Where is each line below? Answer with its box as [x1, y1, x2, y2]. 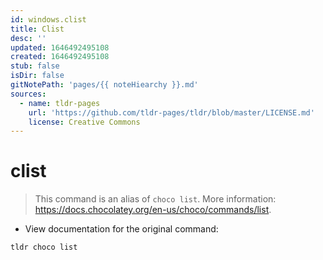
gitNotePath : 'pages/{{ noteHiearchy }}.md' [10, 80, 199, 90]
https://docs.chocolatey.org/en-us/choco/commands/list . [34, 204, 272, 216]
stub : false [10, 61, 60, 71]
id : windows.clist [10, 14, 87, 25]
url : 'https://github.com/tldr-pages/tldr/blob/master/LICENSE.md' [28, 107, 315, 118]
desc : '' [10, 33, 47, 43]
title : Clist [10, 24, 65, 34]
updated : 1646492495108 [10, 42, 110, 53]
